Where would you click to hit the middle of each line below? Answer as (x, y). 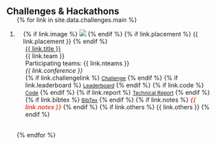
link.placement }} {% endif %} (65, 41)
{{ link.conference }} (54, 70)
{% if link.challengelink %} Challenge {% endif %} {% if (101, 78)
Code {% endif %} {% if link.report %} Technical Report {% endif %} (117, 92)
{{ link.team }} (45, 56)
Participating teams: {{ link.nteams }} (77, 63)
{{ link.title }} (43, 48)
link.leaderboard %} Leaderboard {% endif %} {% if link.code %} (114, 85)
